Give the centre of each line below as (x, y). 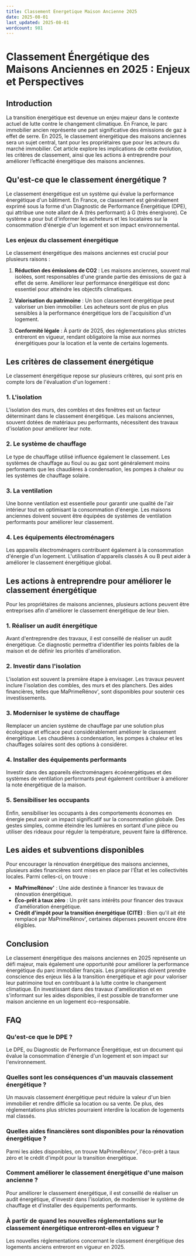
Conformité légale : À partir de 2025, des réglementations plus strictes (100, 331)
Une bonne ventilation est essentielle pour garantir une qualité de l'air (90, 504)
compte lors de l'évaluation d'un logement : (58, 382)
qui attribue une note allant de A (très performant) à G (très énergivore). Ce (97, 212)
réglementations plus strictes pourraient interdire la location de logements (95, 1110)
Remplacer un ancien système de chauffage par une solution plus (85, 726)
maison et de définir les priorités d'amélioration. (64, 651)
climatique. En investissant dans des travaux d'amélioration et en (84, 989)
